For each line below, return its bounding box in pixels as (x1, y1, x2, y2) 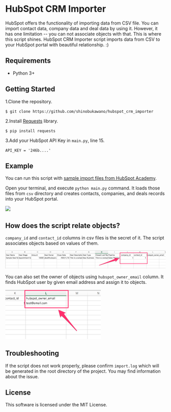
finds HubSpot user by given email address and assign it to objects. (5, 279, 147, 285)
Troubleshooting (5, 349, 60, 358)
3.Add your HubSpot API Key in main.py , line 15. (5, 137, 105, 143)
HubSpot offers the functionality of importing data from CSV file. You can (5, 20, 159, 26)
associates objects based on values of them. (5, 240, 99, 247)
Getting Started (5, 85, 55, 93)
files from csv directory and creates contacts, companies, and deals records (5, 190, 165, 197)
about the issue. (5, 373, 39, 379)
